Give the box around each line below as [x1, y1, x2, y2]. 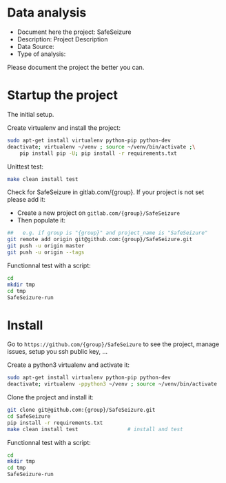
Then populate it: [17, 216, 66, 225]
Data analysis [7, 5, 87, 21]
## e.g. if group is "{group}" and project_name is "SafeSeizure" [7, 229, 208, 236]
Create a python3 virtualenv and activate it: [7, 361, 130, 369]
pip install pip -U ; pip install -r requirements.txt [19, 150, 177, 157]
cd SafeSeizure [7, 413, 51, 419]
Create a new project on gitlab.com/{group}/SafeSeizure [17, 209, 181, 217]
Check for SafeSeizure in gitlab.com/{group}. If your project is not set [7, 188, 205, 196]
